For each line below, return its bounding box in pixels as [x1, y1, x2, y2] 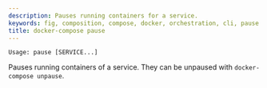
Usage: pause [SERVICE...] [8, 49, 98, 57]
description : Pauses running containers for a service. [8, 11, 198, 20]
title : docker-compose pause [8, 26, 106, 34]
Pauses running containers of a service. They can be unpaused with [8, 62, 233, 72]
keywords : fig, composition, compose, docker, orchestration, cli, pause [8, 19, 260, 27]
